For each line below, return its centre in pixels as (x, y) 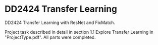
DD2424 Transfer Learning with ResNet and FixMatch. (60, 22)
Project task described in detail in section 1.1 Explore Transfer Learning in (79, 32)
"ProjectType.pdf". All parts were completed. (50, 37)
